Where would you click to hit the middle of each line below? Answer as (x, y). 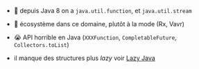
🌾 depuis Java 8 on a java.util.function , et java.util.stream (103, 11)
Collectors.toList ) (41, 45)
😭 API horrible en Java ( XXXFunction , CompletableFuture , (95, 37)
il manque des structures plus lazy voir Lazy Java (85, 58)
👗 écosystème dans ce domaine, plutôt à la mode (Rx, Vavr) (99, 24)
